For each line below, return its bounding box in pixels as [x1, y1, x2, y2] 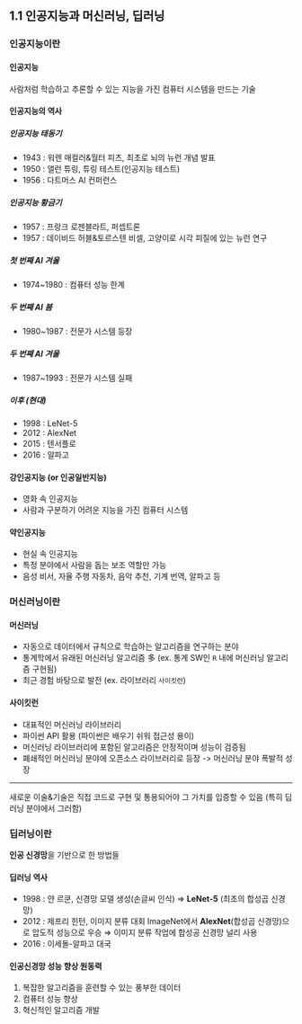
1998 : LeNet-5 [22, 417, 78, 429]
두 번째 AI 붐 [9, 301, 52, 312]
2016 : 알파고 [22, 449, 70, 460]
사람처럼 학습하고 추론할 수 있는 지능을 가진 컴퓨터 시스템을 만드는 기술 [9, 84, 256, 94]
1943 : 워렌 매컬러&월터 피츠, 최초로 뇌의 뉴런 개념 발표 [22, 152, 216, 164]
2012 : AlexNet [22, 427, 77, 438]
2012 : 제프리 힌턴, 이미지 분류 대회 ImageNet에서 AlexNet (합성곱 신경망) [22, 916, 283, 927]
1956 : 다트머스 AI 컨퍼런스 [22, 174, 118, 186]
